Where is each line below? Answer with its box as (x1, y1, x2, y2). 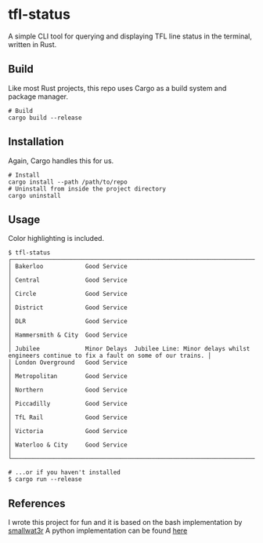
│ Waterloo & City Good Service (8, 441, 128, 449)
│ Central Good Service (8, 276, 128, 284)
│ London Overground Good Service (8, 359, 128, 366)
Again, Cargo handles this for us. (8, 155, 114, 166)
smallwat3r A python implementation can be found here (8, 526, 188, 535)
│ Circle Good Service (8, 290, 128, 298)
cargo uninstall (8, 191, 61, 199)
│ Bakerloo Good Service (8, 263, 128, 271)
